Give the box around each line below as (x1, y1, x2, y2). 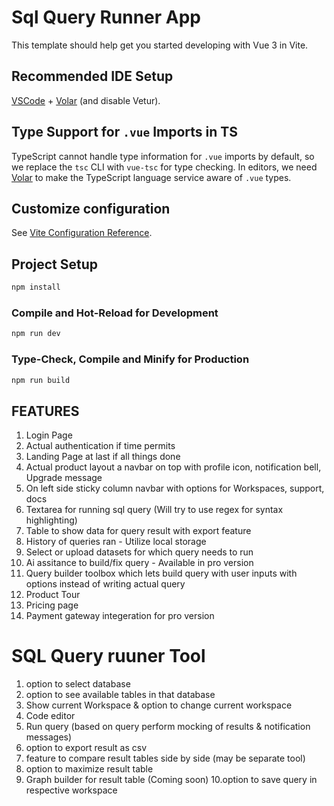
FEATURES (11, 402, 80, 420)
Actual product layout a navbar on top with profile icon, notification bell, (25, 461, 322, 473)
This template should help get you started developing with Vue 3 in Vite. (11, 39, 309, 51)
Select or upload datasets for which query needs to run (25, 546, 254, 558)
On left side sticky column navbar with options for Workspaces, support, (25, 482, 325, 495)
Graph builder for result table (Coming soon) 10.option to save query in (25, 774, 318, 786)
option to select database (25, 678, 131, 690)
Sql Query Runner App (11, 6, 201, 29)
